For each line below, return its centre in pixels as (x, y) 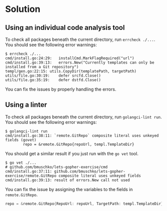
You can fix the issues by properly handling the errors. (61, 89)
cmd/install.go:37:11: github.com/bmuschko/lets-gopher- (65, 171)
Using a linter (26, 105)
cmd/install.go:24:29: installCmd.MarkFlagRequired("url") (70, 58)
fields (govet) (21, 140)
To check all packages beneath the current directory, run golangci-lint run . (83, 117)
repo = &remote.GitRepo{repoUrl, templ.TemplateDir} (79, 144)
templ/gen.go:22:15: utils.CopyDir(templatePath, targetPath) (71, 71)
